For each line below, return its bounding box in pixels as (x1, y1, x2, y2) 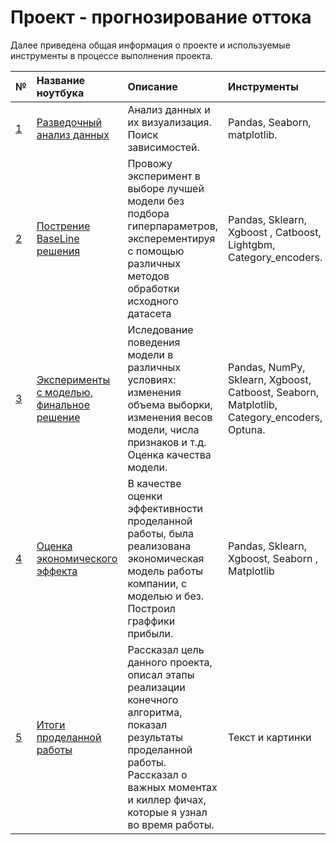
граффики (127, 614, 176, 628)
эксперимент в (127, 169, 201, 183)
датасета (127, 306, 172, 320)
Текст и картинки (228, 730, 312, 744)
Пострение (36, 219, 91, 233)
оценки (127, 489, 163, 503)
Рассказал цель (127, 642, 205, 656)
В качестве (127, 476, 182, 490)
